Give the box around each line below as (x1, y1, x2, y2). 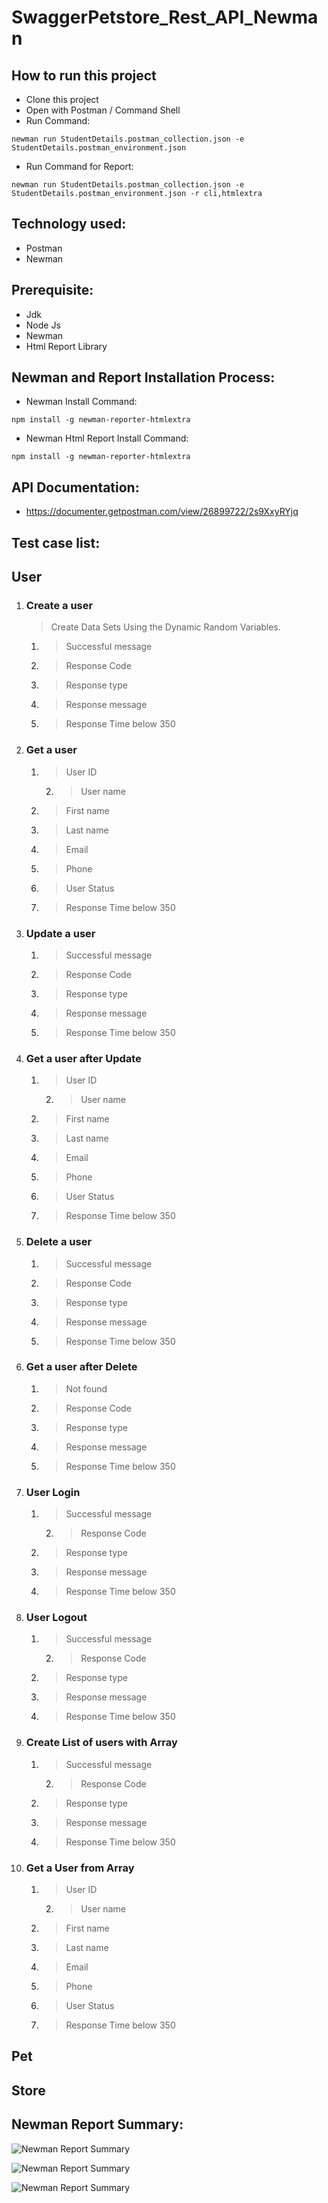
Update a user (25, 926, 96, 940)
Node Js (25, 319, 61, 331)
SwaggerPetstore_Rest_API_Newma (11, 6, 319, 29)
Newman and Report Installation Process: (11, 369, 276, 386)
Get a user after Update (25, 1051, 142, 1065)
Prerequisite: (11, 282, 94, 299)
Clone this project (25, 94, 99, 105)
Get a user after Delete (25, 1360, 138, 1374)
